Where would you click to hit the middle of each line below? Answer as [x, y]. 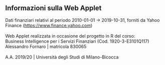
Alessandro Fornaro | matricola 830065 [46, 46]
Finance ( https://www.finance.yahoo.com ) [49, 25]
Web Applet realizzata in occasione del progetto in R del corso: [70, 36]
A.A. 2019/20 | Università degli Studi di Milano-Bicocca [62, 57]
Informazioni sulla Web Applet [53, 8]
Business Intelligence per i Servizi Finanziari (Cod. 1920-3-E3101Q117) [77, 41]
